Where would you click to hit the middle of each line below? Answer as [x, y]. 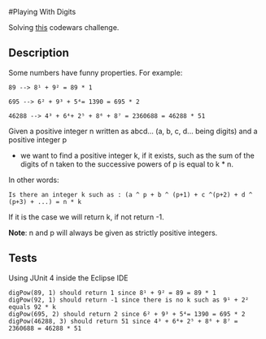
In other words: [34, 180]
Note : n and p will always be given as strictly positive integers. [113, 233]
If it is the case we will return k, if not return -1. [86, 217]
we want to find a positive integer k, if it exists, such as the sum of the [137, 155]
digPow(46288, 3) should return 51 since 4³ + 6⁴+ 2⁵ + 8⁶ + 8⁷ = [123, 321]
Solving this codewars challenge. [64, 27]
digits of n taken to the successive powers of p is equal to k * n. [127, 164]
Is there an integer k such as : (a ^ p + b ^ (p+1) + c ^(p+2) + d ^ [131, 194]
